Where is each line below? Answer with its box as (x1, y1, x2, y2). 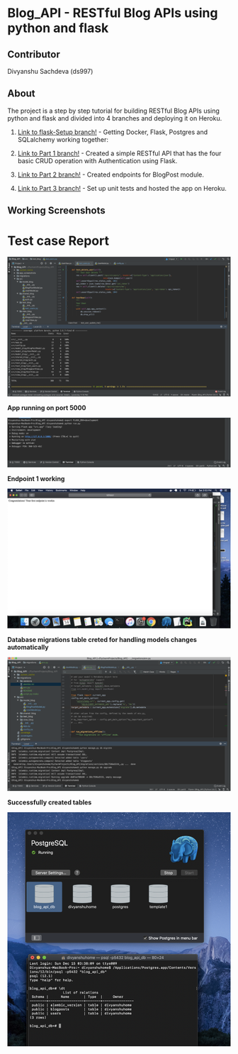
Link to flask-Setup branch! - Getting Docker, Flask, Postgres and (17, 128, 208, 136)
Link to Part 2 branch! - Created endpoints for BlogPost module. (17, 170, 204, 179)
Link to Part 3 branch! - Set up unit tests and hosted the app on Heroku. (17, 184, 227, 192)
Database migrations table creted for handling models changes (7, 635, 197, 643)
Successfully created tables (7, 798, 92, 806)
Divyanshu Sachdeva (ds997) (7, 67, 93, 75)
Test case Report (7, 233, 110, 249)
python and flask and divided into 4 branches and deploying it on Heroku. (7, 113, 222, 122)
